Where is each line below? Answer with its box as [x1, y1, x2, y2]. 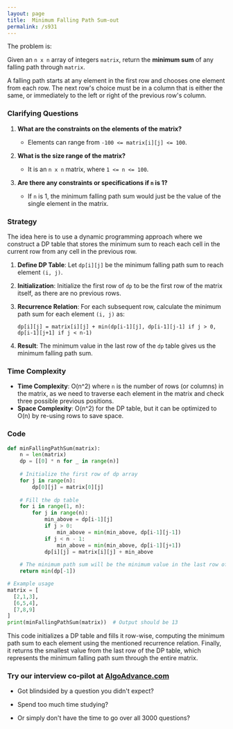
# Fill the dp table [19, 497, 79, 504]
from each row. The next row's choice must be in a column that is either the [7, 84, 223, 93]
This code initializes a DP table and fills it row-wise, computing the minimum [7, 632, 225, 640]
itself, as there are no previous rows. [17, 289, 121, 297]
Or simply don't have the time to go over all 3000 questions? [17, 714, 191, 722]
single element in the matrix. [27, 199, 109, 207]
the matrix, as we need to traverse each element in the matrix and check [17, 390, 224, 398]
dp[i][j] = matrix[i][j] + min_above [44, 548, 154, 555]
